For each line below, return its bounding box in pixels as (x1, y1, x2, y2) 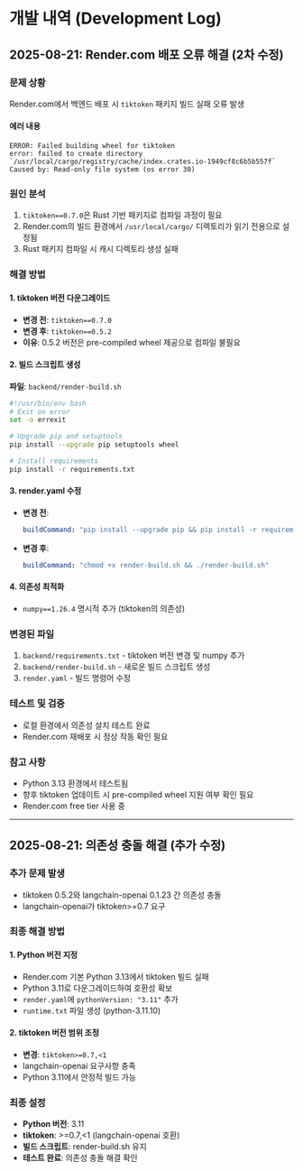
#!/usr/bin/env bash (9, 399, 87, 408)
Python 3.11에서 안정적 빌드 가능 (22, 1071, 137, 1083)
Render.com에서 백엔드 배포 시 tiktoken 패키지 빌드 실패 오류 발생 (9, 98, 245, 109)
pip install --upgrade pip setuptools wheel (9, 440, 179, 449)
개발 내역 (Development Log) (9, 8, 223, 29)
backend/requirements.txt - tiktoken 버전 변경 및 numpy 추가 (22, 650, 245, 661)
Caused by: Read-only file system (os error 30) (9, 165, 196, 174)
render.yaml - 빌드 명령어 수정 (22, 673, 131, 684)
